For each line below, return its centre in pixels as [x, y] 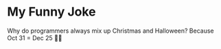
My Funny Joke [51, 12]
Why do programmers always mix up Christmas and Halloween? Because [110, 31]
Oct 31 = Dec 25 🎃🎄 [35, 37]
